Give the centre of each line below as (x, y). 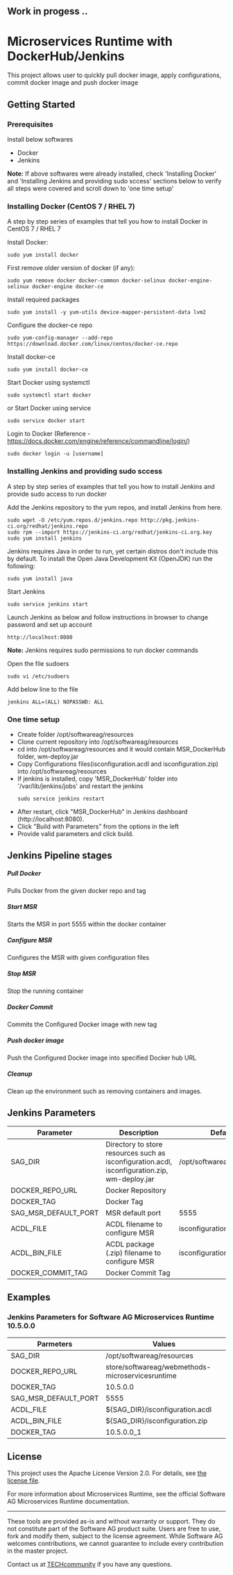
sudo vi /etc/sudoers (38, 676)
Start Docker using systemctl (49, 383)
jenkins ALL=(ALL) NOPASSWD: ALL (55, 702)
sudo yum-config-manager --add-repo (60, 338)
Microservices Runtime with (90, 41)
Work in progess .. (48, 11)
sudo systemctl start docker (49, 395)
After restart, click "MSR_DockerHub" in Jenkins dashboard (102, 811)
